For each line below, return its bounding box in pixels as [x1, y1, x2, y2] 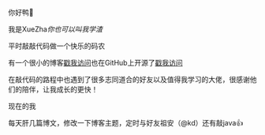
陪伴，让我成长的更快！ [21, 84, 99, 94]
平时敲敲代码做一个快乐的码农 [8, 41, 105, 51]
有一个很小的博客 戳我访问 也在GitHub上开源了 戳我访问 [8, 58, 183, 67]
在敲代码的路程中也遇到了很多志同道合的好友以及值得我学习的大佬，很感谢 [8, 75, 250, 84]
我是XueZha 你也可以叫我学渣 [8, 24, 103, 34]
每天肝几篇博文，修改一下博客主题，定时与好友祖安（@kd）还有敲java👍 [8, 118, 244, 127]
